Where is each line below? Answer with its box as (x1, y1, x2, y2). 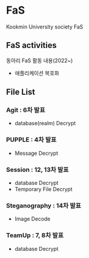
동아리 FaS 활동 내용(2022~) (6, 57, 73, 64)
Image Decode (14, 215, 51, 222)
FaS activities (6, 40, 57, 50)
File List (6, 87, 35, 97)
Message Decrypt (14, 149, 58, 157)
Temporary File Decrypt (14, 186, 72, 193)
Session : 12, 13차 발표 (6, 165, 69, 174)
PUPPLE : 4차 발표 (6, 136, 57, 144)
